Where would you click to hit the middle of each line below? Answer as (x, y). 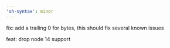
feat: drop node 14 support (38, 39)
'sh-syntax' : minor (30, 11)
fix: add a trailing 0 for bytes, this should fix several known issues (85, 28)
